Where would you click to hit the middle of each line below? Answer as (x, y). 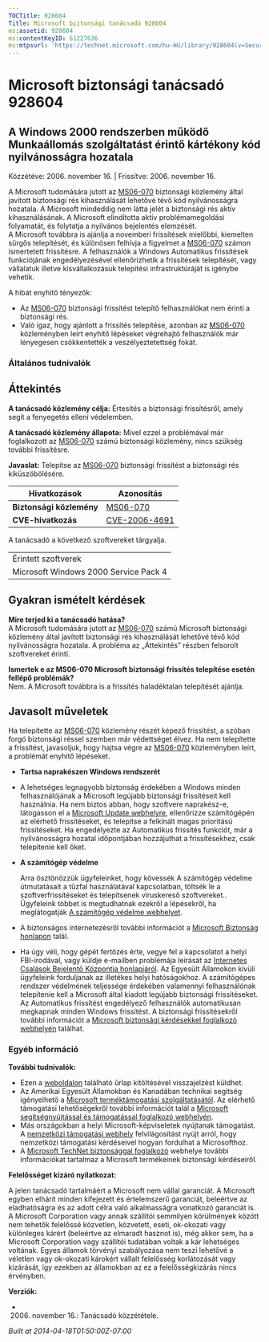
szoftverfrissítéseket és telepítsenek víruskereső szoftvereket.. (123, 895)
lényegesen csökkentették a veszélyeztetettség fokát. (108, 343)
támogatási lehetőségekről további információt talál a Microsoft (124, 1108)
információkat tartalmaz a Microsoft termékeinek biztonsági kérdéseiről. (139, 1159)
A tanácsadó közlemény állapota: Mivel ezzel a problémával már (116, 432)
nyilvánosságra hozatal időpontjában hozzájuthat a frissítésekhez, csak (137, 839)
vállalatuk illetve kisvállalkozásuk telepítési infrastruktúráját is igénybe (123, 269)
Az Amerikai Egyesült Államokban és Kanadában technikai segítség (131, 1091)
